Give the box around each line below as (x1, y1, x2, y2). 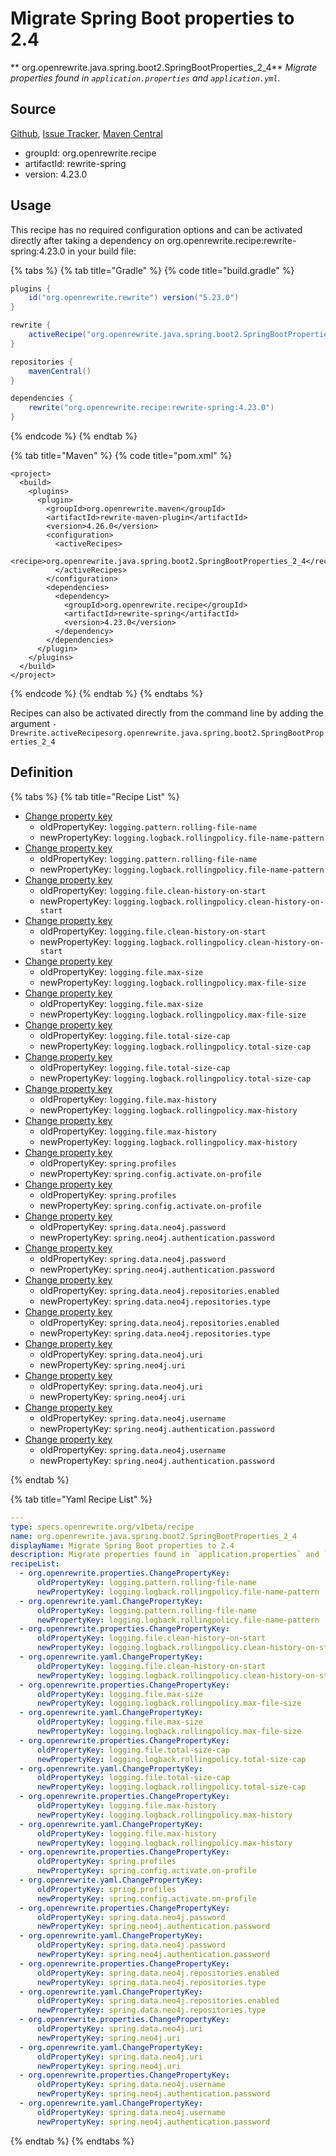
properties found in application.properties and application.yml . (10, 72, 281, 84)
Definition (10, 764, 73, 781)
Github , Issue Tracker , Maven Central (10, 127, 163, 139)
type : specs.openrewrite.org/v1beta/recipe (10, 1522, 195, 1532)
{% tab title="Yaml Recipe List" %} (10, 1493, 153, 1505)
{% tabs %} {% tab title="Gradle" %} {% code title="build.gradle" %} (10, 264, 295, 276)
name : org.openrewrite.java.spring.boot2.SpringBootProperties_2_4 (10, 1531, 298, 1541)
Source (10, 101, 57, 118)
